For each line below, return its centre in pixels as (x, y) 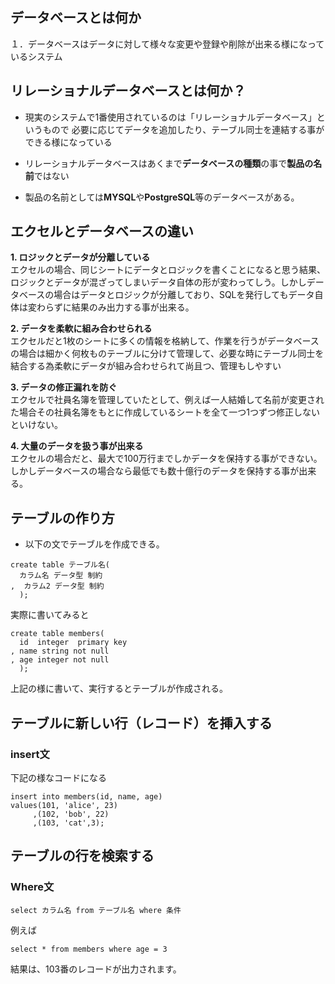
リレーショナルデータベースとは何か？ (128, 91)
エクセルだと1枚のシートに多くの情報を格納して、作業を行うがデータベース (165, 341)
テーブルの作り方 (62, 518)
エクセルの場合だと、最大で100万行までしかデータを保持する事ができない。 (166, 459)
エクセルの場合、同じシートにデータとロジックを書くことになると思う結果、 (168, 270)
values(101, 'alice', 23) (64, 805)
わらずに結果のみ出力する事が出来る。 (115, 307)
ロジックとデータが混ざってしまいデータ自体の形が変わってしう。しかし (158, 282)
